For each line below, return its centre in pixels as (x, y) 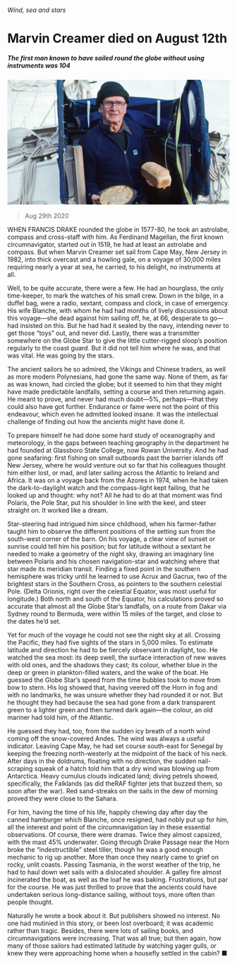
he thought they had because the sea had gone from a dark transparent (111, 702)
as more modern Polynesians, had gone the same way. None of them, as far (117, 377)
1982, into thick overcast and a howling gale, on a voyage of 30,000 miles (114, 260)
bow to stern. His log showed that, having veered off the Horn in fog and (113, 688)
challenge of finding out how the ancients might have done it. (96, 422)
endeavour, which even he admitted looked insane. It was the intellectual (113, 414)
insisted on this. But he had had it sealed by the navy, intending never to (124, 326)
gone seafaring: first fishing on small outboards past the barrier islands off (115, 458)
